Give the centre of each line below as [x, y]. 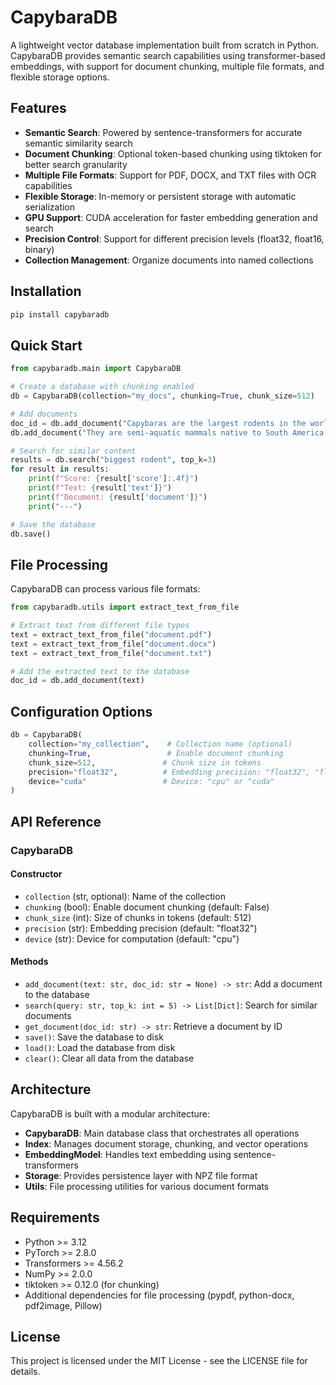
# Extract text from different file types [100, 626]
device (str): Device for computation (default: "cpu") [132, 938]
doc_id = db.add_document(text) [77, 681]
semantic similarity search [78, 143]
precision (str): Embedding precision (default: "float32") [141, 928]
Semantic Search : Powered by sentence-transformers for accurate [163, 132]
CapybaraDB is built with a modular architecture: [110, 1113]
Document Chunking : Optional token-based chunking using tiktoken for [173, 153]
